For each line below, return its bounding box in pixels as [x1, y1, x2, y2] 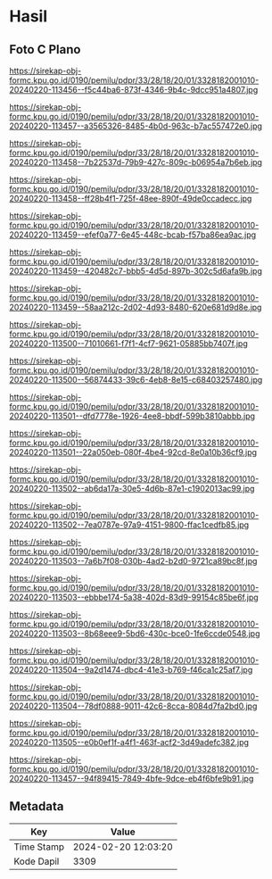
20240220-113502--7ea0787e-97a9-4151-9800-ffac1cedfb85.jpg [9, 519, 250, 530]
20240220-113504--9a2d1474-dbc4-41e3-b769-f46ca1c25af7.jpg [9, 665, 253, 675]
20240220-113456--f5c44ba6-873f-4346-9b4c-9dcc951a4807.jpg [9, 85, 259, 95]
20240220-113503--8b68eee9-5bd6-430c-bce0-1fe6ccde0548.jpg [9, 628, 260, 639]
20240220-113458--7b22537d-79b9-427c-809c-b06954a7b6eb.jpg [9, 157, 263, 167]
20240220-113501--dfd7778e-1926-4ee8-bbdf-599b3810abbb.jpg [9, 410, 256, 421]
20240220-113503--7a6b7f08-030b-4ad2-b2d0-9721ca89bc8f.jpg [9, 556, 258, 566]
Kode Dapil [13, 855, 60, 867]
